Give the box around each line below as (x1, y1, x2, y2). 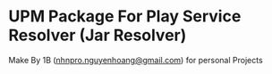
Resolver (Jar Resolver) (8, 25, 187, 45)
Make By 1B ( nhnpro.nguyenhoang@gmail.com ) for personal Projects (8, 54, 263, 65)
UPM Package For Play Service (8, 6, 242, 27)
